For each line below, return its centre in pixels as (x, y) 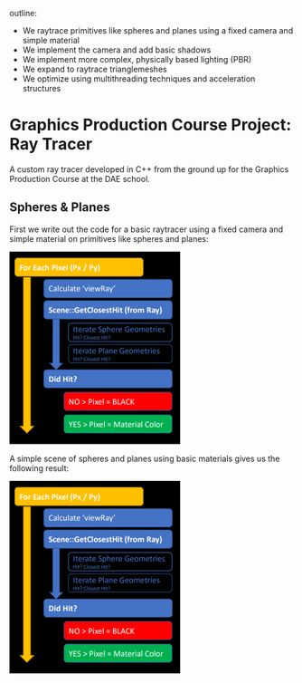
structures (42, 88)
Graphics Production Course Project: (151, 125)
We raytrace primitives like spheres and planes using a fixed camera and (158, 30)
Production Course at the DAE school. (80, 178)
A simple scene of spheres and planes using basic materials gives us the (145, 458)
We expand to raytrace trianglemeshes (94, 69)
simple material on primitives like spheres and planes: (109, 238)
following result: (39, 468)
